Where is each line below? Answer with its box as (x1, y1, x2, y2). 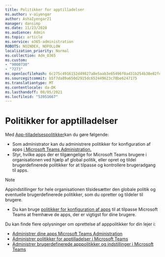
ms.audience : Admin (5, 30, 45, 35)
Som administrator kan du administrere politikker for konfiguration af (12, 141, 151, 147)
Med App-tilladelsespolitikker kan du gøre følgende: (5, 131, 109, 138)
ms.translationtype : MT (5, 80, 54, 85)
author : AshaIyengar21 (5, 16, 52, 21)
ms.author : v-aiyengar (5, 12, 52, 17)
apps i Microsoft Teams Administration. (12, 146, 92, 153)
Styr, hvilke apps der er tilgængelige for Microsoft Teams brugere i (12, 152, 147, 158)
